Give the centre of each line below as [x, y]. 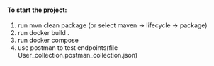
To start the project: [37, 10]
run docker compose [48, 40]
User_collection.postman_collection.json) [78, 55]
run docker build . [43, 33]
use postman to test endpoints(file [68, 48]
